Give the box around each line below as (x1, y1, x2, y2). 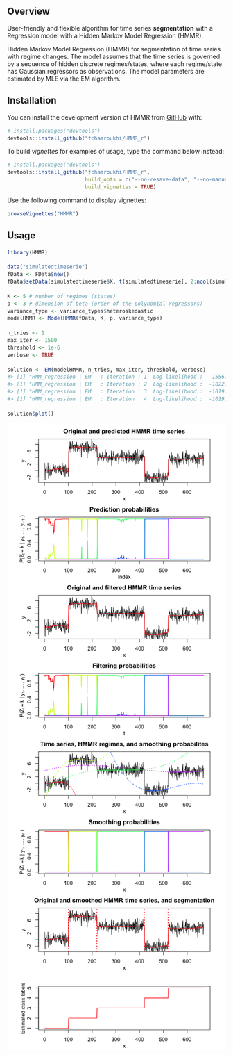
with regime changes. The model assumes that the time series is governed (7, 52, 221, 60)
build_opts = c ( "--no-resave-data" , (84, 177, 191, 183)
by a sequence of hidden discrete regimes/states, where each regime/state (7, 59, 223, 68)
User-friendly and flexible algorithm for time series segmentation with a (7, 24, 214, 32)
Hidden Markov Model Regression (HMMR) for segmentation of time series (7, 44, 221, 53)
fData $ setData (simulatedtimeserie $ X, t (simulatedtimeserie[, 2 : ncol (7, 278, 209, 286)
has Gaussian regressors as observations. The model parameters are (7, 67, 205, 75)
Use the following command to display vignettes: (7, 196, 147, 204)
